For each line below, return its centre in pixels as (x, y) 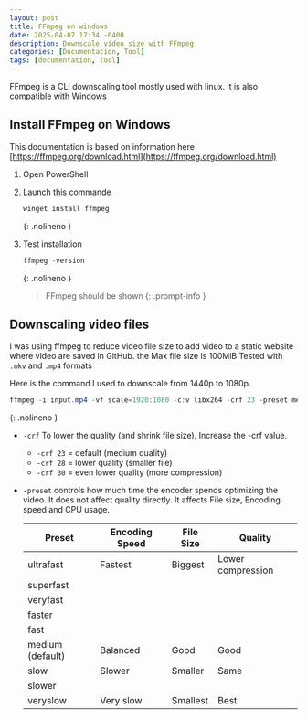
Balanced (120, 650)
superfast (48, 586)
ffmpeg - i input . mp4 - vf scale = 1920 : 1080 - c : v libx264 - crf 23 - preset (149, 400)
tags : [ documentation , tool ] (65, 60)
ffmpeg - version (53, 260)
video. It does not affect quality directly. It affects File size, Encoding (151, 500)
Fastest (116, 565)
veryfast (45, 600)
